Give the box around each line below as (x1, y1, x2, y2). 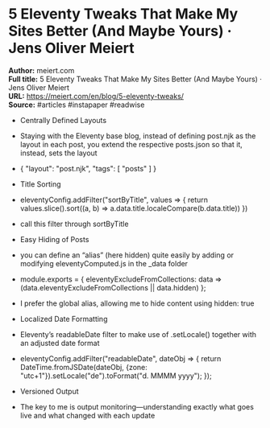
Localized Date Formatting (19, 314, 108, 323)
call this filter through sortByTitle (19, 219, 129, 228)
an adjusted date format (19, 338, 100, 348)
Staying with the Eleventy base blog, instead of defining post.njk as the (19, 130, 256, 141)
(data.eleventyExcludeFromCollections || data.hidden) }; (19, 282, 206, 292)
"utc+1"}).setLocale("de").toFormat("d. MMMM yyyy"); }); (19, 371, 212, 381)
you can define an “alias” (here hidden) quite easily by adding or (19, 250, 235, 260)
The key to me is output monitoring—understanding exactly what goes (19, 401, 254, 411)
